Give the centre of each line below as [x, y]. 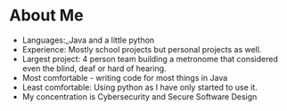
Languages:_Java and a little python [88, 40]
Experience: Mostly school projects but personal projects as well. [142, 49]
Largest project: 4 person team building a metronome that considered [150, 59]
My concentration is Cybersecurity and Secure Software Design [139, 96]
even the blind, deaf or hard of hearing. [94, 68]
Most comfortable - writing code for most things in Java [125, 77]
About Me [46, 16]
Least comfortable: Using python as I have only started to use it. [140, 87]
